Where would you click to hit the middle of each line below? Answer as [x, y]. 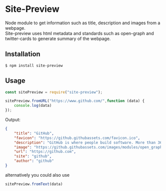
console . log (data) [33, 106]
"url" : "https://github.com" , [45, 152]
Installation [23, 54]
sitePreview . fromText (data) [34, 184]
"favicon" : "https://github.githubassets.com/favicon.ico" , [77, 138]
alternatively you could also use [38, 175]
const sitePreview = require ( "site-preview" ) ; [54, 92]
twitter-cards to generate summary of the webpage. [58, 39]
